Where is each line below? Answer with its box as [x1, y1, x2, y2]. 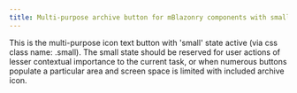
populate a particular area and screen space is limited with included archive [9, 66, 285, 76]
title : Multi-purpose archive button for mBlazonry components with [9, 12, 267, 22]
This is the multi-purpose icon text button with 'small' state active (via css [9, 37, 278, 48]
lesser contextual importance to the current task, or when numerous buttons [9, 56, 287, 66]
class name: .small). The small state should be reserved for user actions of [9, 46, 281, 58]
